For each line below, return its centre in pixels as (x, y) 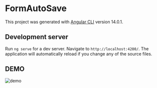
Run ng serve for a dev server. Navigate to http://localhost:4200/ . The (77, 48)
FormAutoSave (36, 8)
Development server (37, 37)
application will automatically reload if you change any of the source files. (78, 54)
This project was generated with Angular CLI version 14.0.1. (64, 22)
